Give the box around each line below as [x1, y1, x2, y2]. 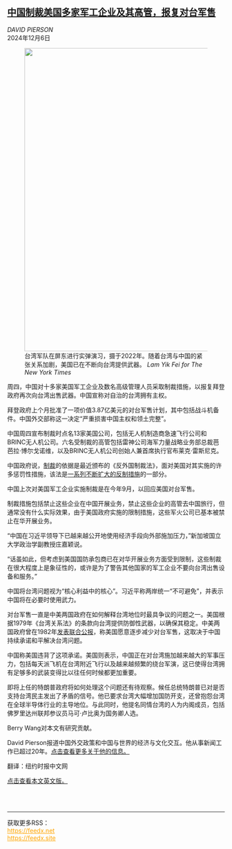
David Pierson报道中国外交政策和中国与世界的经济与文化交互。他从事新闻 [7, 738, 216, 746]
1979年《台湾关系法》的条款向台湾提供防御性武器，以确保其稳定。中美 [12, 619, 214, 627]
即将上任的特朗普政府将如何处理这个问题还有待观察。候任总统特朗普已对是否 [7, 683, 225, 691]
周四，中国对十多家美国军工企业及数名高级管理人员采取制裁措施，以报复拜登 [7, 382, 225, 390]
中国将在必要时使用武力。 [7, 595, 80, 604]
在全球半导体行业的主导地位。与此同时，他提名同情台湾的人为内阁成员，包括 [7, 700, 225, 708]
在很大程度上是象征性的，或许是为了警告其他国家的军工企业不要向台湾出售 [7, 563, 219, 572]
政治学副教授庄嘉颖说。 [19, 540, 86, 548]
